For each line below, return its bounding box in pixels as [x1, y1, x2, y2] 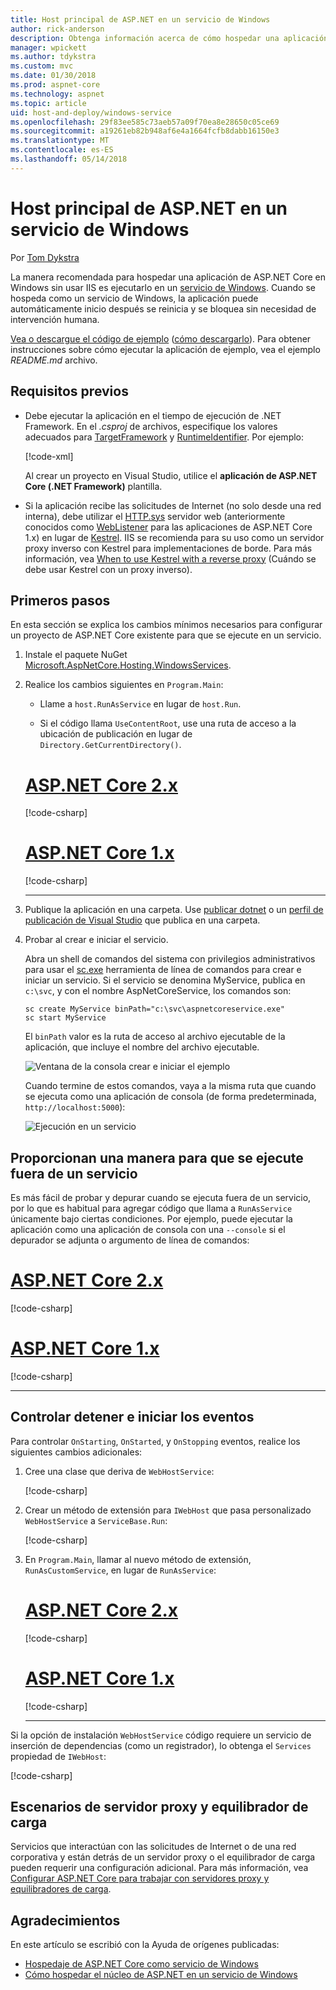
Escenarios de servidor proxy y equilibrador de [10, 1798, 309, 1815]
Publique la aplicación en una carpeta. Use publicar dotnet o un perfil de [24, 904, 324, 916]
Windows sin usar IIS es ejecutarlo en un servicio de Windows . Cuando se [10, 281, 316, 293]
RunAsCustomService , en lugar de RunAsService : [24, 1564, 217, 1576]
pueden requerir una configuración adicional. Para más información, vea [10, 1862, 309, 1874]
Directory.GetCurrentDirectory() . [39, 739, 182, 751]
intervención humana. [10, 313, 100, 325]
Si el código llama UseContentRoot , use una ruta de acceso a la [39, 717, 297, 730]
